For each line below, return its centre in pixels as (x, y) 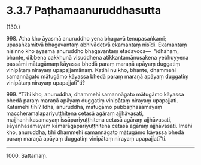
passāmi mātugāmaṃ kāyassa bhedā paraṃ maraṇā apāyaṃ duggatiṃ (93, 64)
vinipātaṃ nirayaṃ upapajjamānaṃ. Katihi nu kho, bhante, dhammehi (91, 70)
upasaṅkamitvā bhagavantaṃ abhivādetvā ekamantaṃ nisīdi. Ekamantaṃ (97, 45)
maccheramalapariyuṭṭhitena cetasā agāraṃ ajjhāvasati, (75, 113)
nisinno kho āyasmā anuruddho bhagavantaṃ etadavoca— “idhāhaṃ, (93, 51)
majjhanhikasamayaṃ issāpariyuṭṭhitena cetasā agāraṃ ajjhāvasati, (89, 119)
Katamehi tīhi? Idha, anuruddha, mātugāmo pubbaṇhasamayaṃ (84, 107)
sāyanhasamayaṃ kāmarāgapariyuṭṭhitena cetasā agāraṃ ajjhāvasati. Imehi (99, 126)
